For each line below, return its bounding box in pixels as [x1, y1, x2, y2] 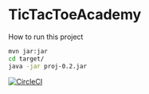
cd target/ [8, 54, 45, 63]
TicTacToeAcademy [8, 6, 142, 24]
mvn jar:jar [8, 47, 48, 55]
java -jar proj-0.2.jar [8, 62, 88, 70]
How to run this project [8, 32, 84, 41]
